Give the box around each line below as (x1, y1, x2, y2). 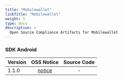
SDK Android (5, 46, 37, 53)
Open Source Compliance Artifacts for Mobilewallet (9, 30, 119, 35)
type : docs (5, 21, 28, 26)
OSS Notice (31, 59, 59, 66)
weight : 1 (5, 16, 26, 21)
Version (7, 59, 27, 66)
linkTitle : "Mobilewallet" (5, 12, 61, 17)
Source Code (63, 59, 95, 66)
